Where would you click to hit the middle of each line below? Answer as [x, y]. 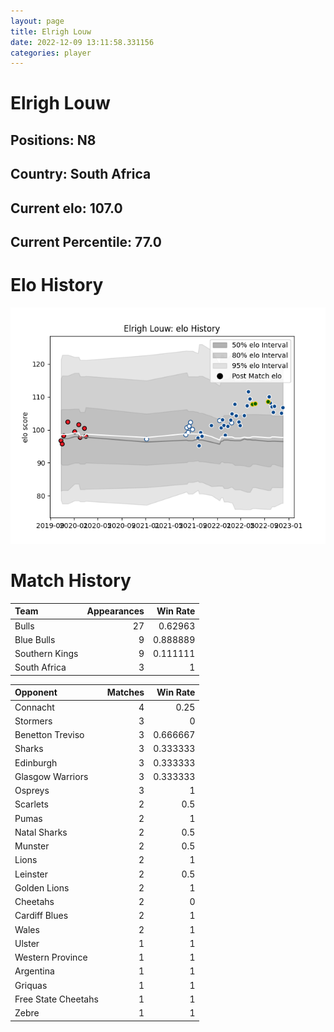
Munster [32, 846]
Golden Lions [42, 887]
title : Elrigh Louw [51, 31]
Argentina [34, 971]
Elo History [57, 285]
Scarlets [31, 804]
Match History [71, 581]
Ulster [27, 943]
